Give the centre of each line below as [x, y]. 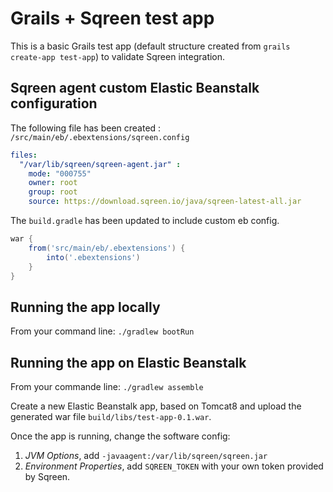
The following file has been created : [86, 128]
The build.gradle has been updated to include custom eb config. [145, 220]
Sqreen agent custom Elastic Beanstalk [135, 88]
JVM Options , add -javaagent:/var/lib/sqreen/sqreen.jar [146, 455]
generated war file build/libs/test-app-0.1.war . [111, 416]
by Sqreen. [47, 476]
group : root [53, 192]
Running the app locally [85, 307]
